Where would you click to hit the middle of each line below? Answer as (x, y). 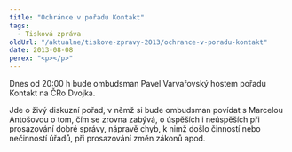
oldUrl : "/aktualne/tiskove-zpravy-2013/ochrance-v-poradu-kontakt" (138, 42)
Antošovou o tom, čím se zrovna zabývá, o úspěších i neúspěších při (134, 119)
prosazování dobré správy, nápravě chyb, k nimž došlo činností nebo (135, 129)
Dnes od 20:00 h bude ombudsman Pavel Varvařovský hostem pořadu (138, 84)
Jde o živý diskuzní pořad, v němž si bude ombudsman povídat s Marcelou (146, 110)
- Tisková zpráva (49, 34)
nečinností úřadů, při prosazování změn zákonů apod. (107, 138)
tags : (19, 26)
